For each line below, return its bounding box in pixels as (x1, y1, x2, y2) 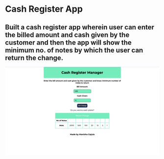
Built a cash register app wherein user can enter (5, 23, 154, 31)
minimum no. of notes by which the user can (5, 46, 143, 54)
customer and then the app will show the (5, 38, 132, 47)
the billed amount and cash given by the (5, 30, 130, 39)
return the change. (5, 53, 64, 62)
